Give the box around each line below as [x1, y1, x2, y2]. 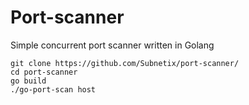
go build [10, 76, 47, 86]
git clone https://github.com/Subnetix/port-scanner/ [10, 58, 240, 68]
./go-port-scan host [10, 84, 97, 95]
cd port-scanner [10, 67, 78, 77]
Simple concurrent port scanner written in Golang [10, 39, 215, 51]
